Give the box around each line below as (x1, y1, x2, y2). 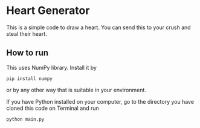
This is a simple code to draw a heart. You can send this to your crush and (6, 24, 192, 31)
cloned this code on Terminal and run (6, 104, 100, 112)
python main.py (6, 116, 45, 122)
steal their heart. (6, 30, 47, 37)
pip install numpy (6, 75, 53, 82)
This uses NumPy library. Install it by (6, 64, 97, 71)
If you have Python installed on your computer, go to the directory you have (6, 98, 195, 105)
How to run (6, 48, 49, 58)
